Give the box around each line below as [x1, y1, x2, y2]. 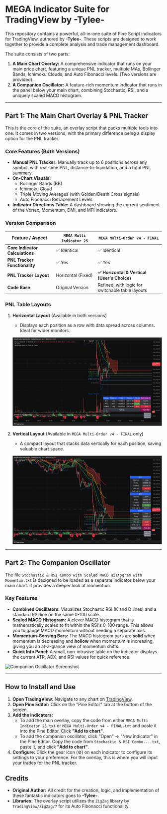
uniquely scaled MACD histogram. [12, 92, 83, 98]
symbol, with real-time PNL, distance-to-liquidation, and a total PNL [12, 165, 151, 171]
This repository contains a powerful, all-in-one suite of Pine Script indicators [5, 30, 162, 36]
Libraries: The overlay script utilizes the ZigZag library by [12, 798, 130, 804]
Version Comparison [5, 219, 56, 226]
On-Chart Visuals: [12, 175, 51, 181]
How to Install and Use [5, 683, 76, 691]
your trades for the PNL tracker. [12, 760, 78, 766]
